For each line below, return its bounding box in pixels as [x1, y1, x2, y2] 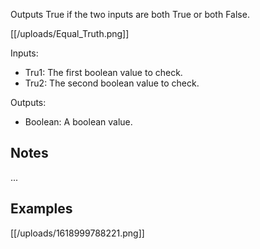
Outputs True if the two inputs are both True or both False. [10, 9, 250, 20]
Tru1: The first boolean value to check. [24, 67, 183, 78]
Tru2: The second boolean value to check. [24, 77, 200, 89]
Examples [10, 200, 73, 218]
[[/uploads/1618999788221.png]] [10, 227, 145, 239]
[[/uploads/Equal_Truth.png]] [10, 28, 130, 39]
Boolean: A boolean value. [24, 116, 133, 128]
